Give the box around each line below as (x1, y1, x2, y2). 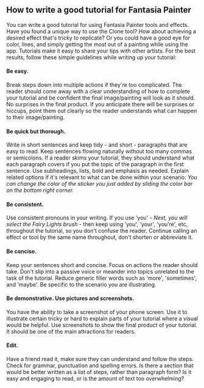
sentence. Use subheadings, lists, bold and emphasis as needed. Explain (6, 167, 189, 175)
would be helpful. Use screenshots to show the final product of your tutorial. (6, 321, 198, 329)
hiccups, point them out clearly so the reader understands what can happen (6, 107, 197, 115)
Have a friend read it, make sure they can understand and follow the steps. (6, 356, 194, 363)
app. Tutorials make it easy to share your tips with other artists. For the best (6, 47, 196, 54)
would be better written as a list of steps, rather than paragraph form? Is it (6, 368, 192, 376)
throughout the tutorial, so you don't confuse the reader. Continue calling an (6, 227, 197, 235)
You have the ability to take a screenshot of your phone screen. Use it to (6, 308, 188, 315)
